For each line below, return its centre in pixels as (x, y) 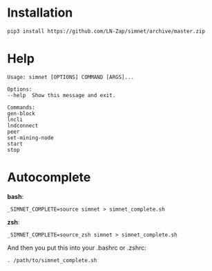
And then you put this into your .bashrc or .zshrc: (77, 247)
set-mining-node (30, 138)
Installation (40, 13)
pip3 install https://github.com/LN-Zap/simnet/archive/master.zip (106, 31)
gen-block (21, 113)
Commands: (21, 107)
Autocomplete (49, 177)
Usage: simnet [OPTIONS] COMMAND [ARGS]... (71, 77)
